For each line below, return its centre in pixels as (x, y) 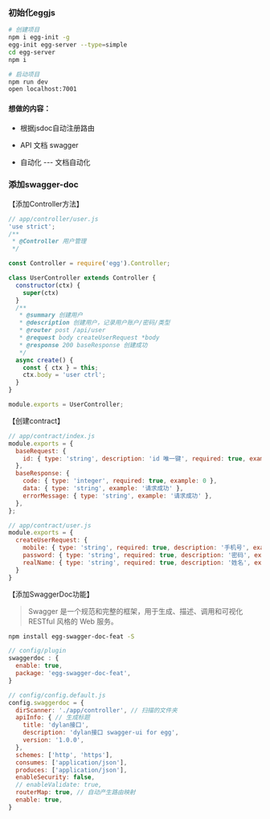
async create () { (45, 360)
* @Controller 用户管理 (49, 242)
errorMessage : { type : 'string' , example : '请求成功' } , (118, 496)
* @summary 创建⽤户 (51, 315)
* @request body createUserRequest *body (89, 338)
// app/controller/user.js (53, 219)
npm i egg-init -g (39, 38)
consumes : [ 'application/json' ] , (72, 762)
